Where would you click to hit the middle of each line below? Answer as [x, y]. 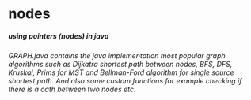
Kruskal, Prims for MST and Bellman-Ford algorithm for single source [122, 72]
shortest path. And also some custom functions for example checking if [125, 81]
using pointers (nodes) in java [59, 35]
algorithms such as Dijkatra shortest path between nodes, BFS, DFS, [120, 65]
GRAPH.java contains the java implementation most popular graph [117, 56]
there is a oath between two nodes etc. [72, 89]
